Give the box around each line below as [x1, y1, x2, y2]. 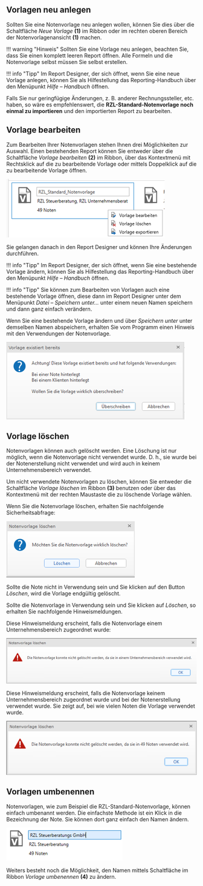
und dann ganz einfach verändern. [6, 305, 92, 312]
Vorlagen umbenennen [6, 787, 95, 797]
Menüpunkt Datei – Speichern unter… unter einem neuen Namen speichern [6, 299, 193, 306]
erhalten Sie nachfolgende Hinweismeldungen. [6, 608, 123, 615]
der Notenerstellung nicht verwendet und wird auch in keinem [6, 460, 160, 467]
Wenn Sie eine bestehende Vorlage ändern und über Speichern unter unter [6, 317, 193, 324]
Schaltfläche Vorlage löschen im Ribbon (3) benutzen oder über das [6, 485, 176, 492]
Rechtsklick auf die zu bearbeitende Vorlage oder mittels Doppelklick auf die [6, 160, 197, 167]
